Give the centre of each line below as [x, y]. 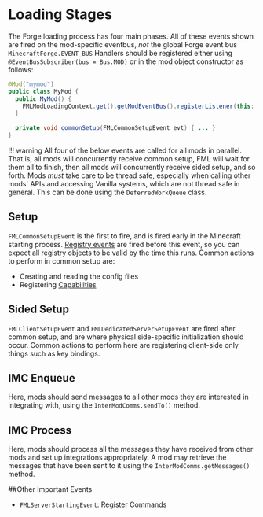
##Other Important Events [50, 489]
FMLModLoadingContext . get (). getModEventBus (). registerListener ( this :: [140, 106]
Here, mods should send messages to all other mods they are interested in [128, 397]
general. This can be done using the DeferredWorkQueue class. [108, 192]
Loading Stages [60, 15]
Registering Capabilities [58, 284]
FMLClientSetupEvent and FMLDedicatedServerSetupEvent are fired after [122, 328]
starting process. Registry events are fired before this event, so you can [124, 244]
